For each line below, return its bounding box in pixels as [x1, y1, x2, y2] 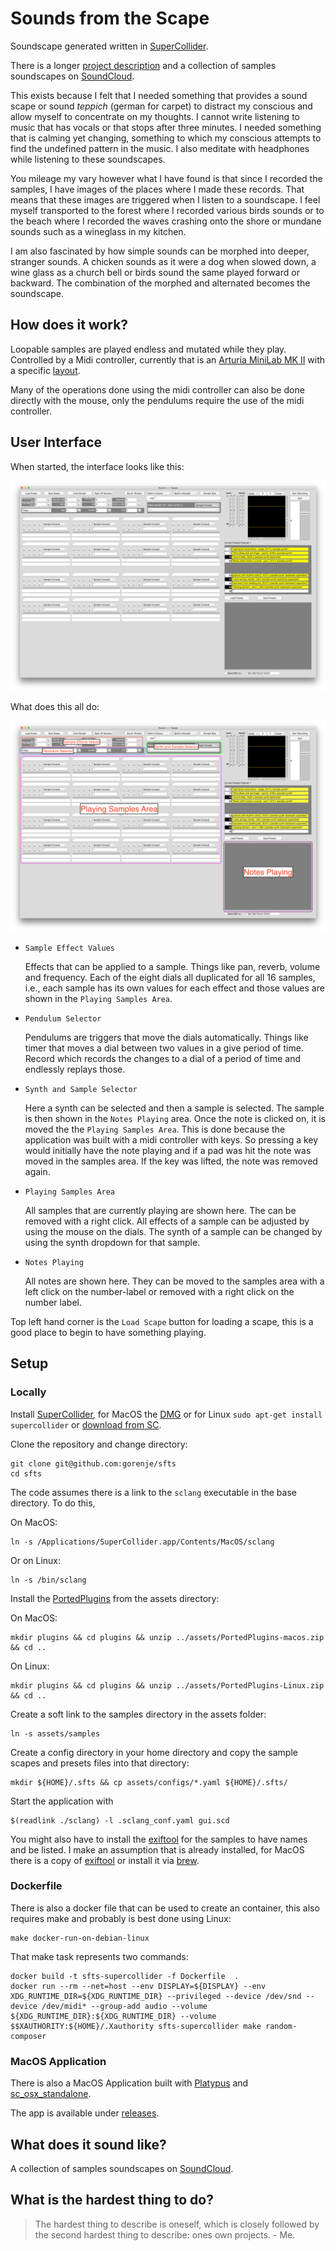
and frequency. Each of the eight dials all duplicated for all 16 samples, [24, 971, 316, 983]
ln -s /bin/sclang [10, 1575, 87, 1585]
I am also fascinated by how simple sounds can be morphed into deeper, [10, 245, 310, 257]
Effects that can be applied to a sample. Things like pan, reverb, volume [24, 960, 321, 972]
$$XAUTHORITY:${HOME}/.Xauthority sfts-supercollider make [10, 2021, 262, 2031]
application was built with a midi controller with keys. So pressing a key [24, 1133, 319, 1146]
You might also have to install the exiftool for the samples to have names [10, 1833, 308, 1845]
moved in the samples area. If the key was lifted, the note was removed [24, 1155, 318, 1167]
